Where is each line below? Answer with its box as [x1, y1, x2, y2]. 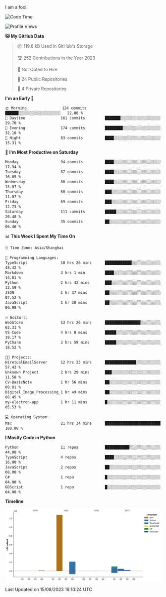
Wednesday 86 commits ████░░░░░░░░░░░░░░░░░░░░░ [5, 179, 161, 184]
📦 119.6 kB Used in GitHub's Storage [17, 43, 93, 49]
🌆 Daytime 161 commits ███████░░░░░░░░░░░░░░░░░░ [5, 116, 161, 120]
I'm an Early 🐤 [5, 96, 34, 101]
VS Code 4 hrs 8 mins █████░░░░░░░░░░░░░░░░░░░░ [5, 330, 161, 335]
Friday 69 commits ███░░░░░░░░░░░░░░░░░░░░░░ [5, 199, 161, 204]
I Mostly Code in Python [5, 435, 55, 440]
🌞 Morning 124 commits [5, 106, 87, 111]
